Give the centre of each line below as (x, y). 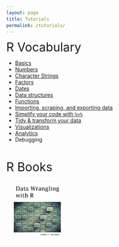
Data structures (34, 95)
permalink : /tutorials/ (36, 25)
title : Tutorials (28, 19)
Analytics (26, 133)
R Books (29, 167)
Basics (23, 63)
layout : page (22, 13)
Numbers (26, 70)
